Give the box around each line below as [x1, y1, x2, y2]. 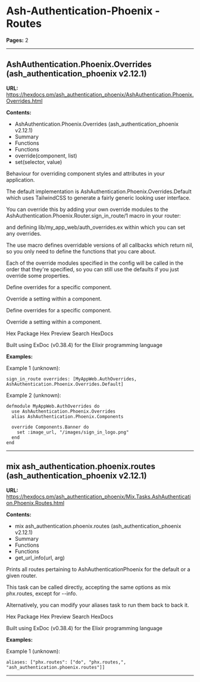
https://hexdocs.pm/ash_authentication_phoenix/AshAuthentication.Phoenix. [6, 91, 194, 98]
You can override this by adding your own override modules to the [6, 206, 168, 213]
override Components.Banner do [11, 424, 89, 430]
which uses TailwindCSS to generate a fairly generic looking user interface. [6, 194, 191, 201]
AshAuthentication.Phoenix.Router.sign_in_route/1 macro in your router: [6, 212, 182, 219]
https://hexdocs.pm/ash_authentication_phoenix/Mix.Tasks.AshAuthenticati [6, 493, 191, 500]
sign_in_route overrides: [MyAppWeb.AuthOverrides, [6, 376, 137, 382]
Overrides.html [6, 97, 43, 104]
